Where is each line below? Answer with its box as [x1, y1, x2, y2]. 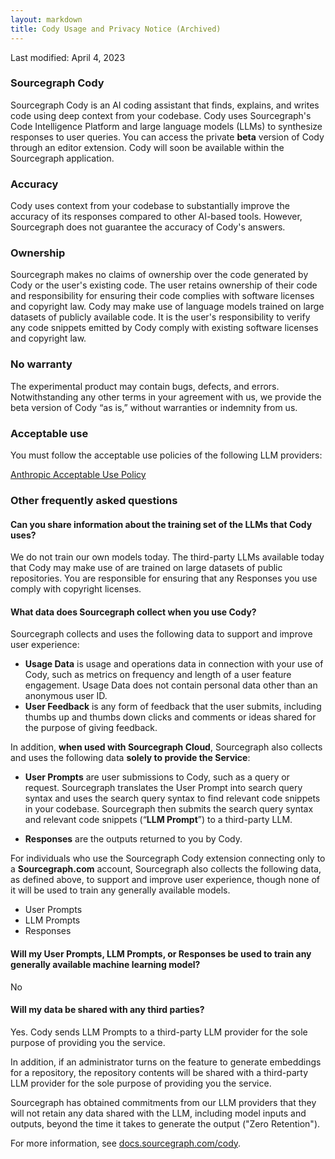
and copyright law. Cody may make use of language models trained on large [10, 301, 325, 313]
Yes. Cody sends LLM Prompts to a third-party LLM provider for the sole [10, 1026, 308, 1038]
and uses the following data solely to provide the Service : [10, 752, 251, 764]
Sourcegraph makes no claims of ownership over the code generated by [10, 269, 309, 281]
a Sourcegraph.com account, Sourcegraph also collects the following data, [10, 863, 322, 875]
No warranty [10, 357, 73, 371]
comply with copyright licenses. [10, 583, 142, 595]
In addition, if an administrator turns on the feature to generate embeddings [10, 1056, 322, 1068]
